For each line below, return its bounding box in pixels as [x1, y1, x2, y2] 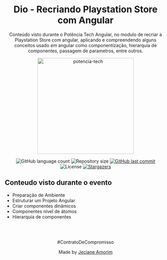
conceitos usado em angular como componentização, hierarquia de [14, 42, 157, 48]
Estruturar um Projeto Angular [12, 197, 75, 203]
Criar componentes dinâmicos [12, 203, 76, 209]
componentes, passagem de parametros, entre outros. [28, 48, 143, 54]
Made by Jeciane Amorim [58, 249, 113, 255]
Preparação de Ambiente [12, 192, 65, 198]
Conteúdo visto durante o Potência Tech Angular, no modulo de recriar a [9, 31, 162, 37]
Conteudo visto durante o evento [5, 178, 112, 187]
